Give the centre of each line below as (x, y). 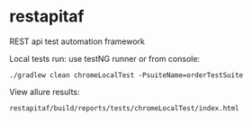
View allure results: (45, 91)
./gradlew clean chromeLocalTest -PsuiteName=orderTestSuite (126, 75)
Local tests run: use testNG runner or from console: (105, 58)
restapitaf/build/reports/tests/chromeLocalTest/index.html (125, 108)
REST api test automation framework (77, 41)
